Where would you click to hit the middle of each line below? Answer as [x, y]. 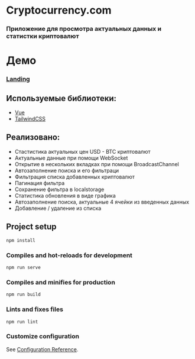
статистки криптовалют [43, 36]
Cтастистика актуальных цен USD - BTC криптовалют [82, 151]
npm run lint [22, 322]
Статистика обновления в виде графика [65, 195]
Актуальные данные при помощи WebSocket [71, 158]
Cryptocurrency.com [59, 10]
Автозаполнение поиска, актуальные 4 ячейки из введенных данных [102, 202]
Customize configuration [43, 337]
